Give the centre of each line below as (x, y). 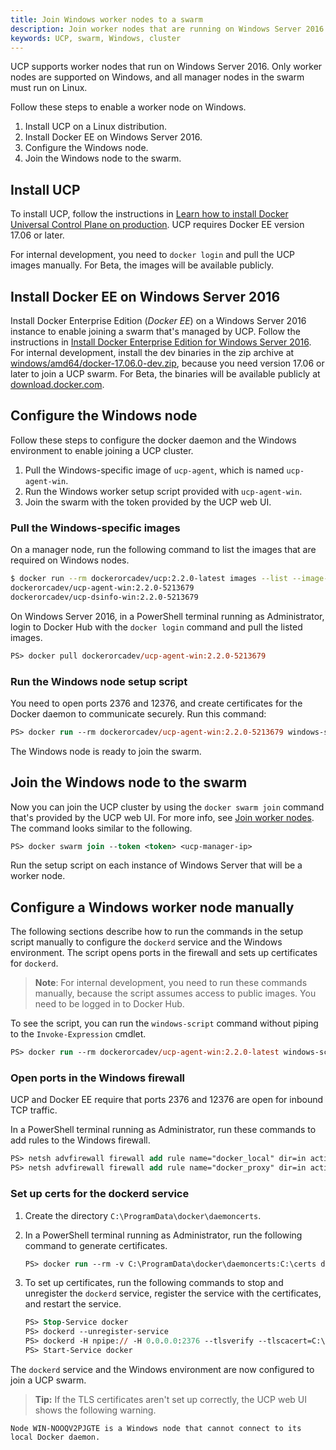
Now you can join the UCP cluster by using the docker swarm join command (167, 807)
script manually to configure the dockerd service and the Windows (146, 942)
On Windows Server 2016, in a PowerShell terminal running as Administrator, (167, 616)
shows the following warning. (95, 1410)
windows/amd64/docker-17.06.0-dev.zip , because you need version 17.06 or (167, 363)
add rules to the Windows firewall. (80, 1140)
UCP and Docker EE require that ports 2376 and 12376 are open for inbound (167, 1100)
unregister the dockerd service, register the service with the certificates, (173, 1293)
